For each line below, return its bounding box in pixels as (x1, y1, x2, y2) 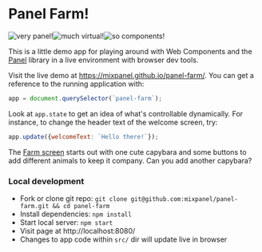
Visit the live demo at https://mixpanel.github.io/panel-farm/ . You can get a (8, 70, 254, 80)
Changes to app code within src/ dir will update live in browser (19, 234, 228, 244)
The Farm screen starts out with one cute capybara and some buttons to (8, 147, 247, 156)
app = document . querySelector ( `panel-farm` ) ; (8, 94, 162, 102)
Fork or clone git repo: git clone (19, 193, 128, 203)
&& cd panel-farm (52, 202, 110, 210)
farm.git (19, 202, 50, 210)
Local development (8, 175, 85, 187)
